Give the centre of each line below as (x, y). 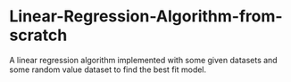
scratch (38, 35)
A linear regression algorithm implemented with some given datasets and (144, 60)
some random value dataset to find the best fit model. (108, 70)
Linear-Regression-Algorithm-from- (146, 16)
